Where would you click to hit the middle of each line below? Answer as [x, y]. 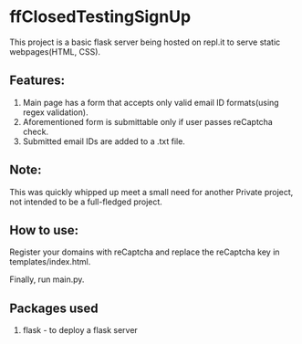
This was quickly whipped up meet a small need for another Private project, [151, 192]
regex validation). [55, 112]
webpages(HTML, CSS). [55, 51]
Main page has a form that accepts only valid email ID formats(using [151, 102]
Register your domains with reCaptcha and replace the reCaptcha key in [145, 252]
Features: [37, 81]
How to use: [44, 230]
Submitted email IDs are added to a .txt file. [104, 141]
